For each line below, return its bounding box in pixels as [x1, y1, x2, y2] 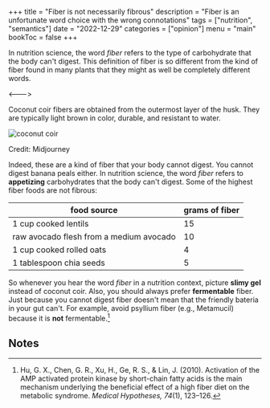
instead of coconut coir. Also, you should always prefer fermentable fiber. [8, 287, 254, 296]
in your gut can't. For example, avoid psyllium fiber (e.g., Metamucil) [8, 304, 235, 312]
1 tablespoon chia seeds [12, 257, 106, 268]
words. [8, 74, 31, 83]
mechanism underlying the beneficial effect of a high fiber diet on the [19, 382, 250, 392]
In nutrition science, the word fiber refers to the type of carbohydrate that [8, 48, 252, 57]
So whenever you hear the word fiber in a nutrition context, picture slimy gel [8, 278, 261, 288]
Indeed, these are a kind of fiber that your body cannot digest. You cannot [8, 160, 254, 169]
